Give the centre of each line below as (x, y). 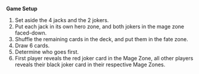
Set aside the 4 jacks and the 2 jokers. (62, 20)
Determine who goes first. (47, 52)
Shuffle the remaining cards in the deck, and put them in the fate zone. (102, 39)
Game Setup (22, 9)
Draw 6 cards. (32, 45)
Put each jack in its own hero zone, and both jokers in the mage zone (99, 27)
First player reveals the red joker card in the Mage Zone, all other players (104, 58)
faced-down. (31, 33)
